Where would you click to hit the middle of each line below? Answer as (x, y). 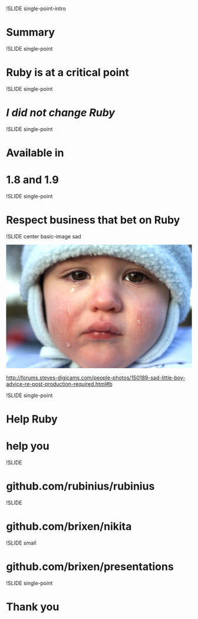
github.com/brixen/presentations (90, 567)
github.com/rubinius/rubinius (80, 487)
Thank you (33, 607)
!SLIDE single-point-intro (36, 9)
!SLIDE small (21, 543)
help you (28, 446)
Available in (35, 153)
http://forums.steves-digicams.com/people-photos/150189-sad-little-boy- (96, 378)
